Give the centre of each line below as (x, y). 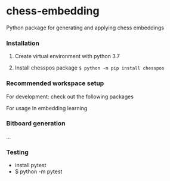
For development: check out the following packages (70, 96)
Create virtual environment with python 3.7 (67, 56)
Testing (17, 152)
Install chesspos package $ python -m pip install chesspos (89, 68)
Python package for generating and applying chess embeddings (85, 28)
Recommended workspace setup (55, 83)
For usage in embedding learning (47, 108)
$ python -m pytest (38, 171)
